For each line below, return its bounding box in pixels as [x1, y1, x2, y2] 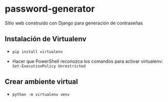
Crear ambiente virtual [5, 78, 78, 86]
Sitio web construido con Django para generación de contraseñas [5, 20, 143, 26]
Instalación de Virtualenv [5, 35, 87, 43]
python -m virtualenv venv [12, 92, 70, 97]
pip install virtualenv [12, 49, 63, 54]
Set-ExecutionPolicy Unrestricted [12, 63, 86, 69]
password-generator [5, 3, 95, 15]
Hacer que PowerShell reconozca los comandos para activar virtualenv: [12, 58, 163, 64]
